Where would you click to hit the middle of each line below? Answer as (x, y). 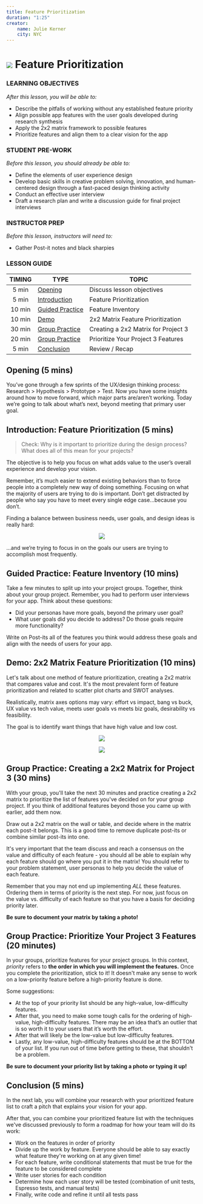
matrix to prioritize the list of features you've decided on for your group (95, 799)
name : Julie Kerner (42, 29)
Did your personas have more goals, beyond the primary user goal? (99, 612)
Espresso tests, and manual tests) (57, 1188)
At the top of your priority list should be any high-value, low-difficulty (101, 1003)
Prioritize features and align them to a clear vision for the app (92, 134)
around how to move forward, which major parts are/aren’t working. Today (99, 397)
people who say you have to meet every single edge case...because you (96, 500)
